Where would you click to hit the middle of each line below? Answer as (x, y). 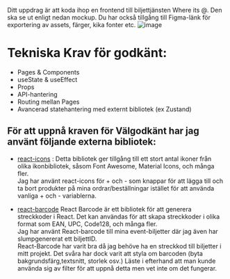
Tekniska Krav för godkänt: (87, 53)
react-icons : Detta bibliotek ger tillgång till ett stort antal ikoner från (114, 159)
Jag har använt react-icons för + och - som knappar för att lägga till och (120, 181)
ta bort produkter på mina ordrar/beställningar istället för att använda (116, 188)
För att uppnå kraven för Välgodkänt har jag (103, 131)
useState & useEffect (47, 79)
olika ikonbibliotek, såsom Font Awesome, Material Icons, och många (116, 166)
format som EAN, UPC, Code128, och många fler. (87, 224)
